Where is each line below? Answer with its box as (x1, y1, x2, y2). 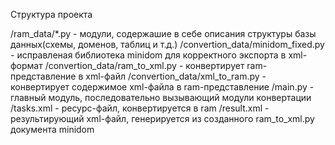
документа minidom (10, 124, 95, 135)
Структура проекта (10, 9, 93, 20)
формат (10, 60, 43, 71)
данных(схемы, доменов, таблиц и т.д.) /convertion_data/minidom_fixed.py (10, 39, 325, 50)
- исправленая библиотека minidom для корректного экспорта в (10, 49, 287, 61)
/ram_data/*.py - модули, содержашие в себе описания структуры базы (10, 28, 317, 39)
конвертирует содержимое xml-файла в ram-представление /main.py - (10, 81, 315, 93)
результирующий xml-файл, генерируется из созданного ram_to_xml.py (10, 113, 315, 124)
